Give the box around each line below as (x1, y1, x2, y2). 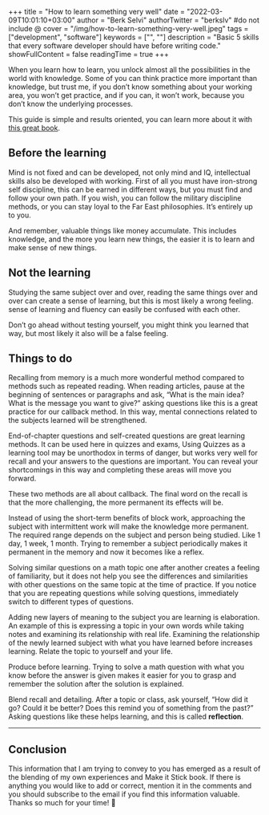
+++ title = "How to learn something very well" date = (8, 7, 186, 16)
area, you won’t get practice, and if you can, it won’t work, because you (8, 91, 245, 99)
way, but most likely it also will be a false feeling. (8, 328, 169, 338)
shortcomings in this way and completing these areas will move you (8, 465, 232, 475)
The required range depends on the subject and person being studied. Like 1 (8, 530, 261, 540)
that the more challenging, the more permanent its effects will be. (8, 497, 224, 508)
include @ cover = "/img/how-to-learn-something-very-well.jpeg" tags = (8, 24, 249, 33)
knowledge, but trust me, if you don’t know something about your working (8, 82, 253, 91)
